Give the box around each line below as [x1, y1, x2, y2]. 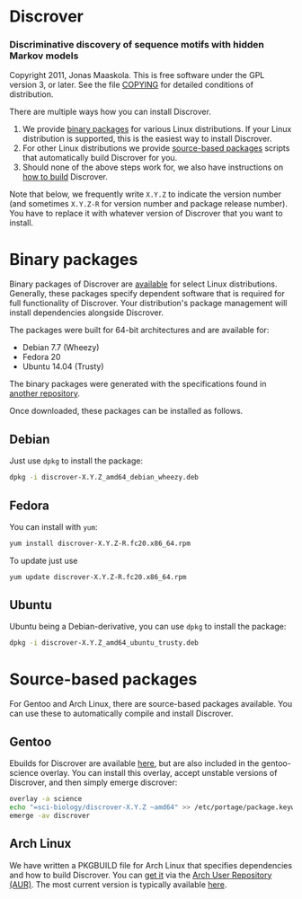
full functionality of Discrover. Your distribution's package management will [9, 298, 288, 309]
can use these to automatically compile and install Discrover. [9, 708, 234, 719]
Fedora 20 [22, 352, 61, 363]
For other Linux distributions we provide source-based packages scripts [22, 143, 290, 154]
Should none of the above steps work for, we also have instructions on [22, 162, 284, 172]
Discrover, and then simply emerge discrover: [9, 777, 178, 788]
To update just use [9, 555, 78, 566]
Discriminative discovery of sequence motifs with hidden [9, 39, 265, 51]
